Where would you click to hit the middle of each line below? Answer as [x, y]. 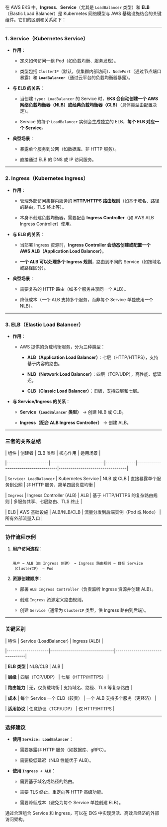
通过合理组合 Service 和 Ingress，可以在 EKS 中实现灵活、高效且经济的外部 [82, 813]
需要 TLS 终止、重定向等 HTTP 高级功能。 [63, 792]
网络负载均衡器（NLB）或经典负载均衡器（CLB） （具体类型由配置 [86, 105]
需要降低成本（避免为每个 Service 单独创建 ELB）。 [71, 803]
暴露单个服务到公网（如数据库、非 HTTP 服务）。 [69, 149]
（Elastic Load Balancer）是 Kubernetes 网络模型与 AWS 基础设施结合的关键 [83, 13]
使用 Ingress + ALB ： [34, 771]
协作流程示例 [21, 537]
